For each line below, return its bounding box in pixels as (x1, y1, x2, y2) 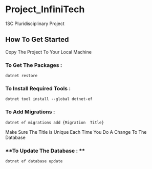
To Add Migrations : (5, 108, 55, 115)
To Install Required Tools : (5, 85, 71, 92)
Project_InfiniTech (5, 4, 85, 15)
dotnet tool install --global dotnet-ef (5, 96, 93, 102)
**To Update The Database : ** (5, 147, 85, 154)
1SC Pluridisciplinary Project (5, 20, 65, 27)
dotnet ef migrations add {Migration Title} (5, 120, 104, 125)
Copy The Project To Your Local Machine (5, 49, 92, 55)
